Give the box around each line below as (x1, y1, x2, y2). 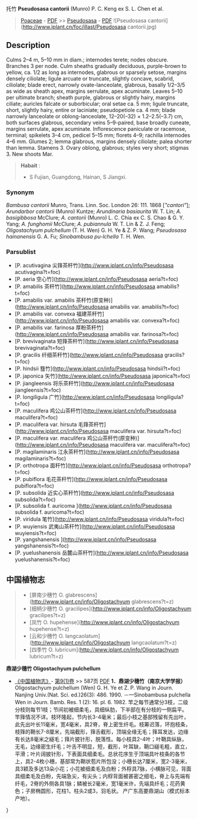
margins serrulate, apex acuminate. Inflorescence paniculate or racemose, (6, 125, 187, 132)
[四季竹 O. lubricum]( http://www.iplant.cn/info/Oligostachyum (29, 646, 179, 653)
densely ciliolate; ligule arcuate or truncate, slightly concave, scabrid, (6, 75, 175, 82)
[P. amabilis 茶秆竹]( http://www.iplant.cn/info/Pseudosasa (14, 283, 156, 290)
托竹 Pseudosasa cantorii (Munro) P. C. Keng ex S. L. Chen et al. (6, 5, 164, 12)
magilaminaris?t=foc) (14, 455, 67, 462)
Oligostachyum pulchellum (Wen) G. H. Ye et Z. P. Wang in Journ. (14, 684, 174, 691)
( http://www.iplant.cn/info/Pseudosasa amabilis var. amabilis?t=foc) (14, 304, 180, 311)
